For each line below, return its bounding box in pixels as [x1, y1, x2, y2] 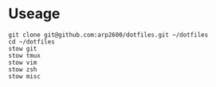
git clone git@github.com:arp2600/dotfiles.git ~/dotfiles [8, 31, 209, 39]
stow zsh [8, 65, 37, 74]
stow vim [8, 59, 37, 66]
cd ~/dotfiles [8, 37, 56, 46]
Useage [8, 5, 61, 23]
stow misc [8, 72, 41, 80]
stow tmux [8, 51, 41, 59]
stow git [8, 44, 37, 52]
